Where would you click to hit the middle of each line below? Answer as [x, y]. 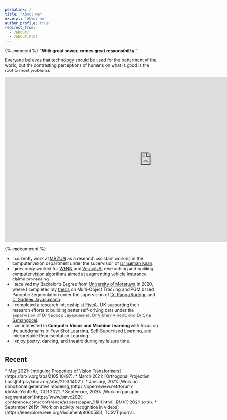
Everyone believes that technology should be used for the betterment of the [81, 60]
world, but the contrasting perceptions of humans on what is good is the [77, 65]
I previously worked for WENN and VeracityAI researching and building [83, 268]
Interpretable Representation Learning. [51, 335]
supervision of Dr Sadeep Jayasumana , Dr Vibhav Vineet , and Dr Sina [81, 315]
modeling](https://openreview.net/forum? [92, 386]
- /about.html [24, 37]
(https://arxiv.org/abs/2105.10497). [40, 376]
